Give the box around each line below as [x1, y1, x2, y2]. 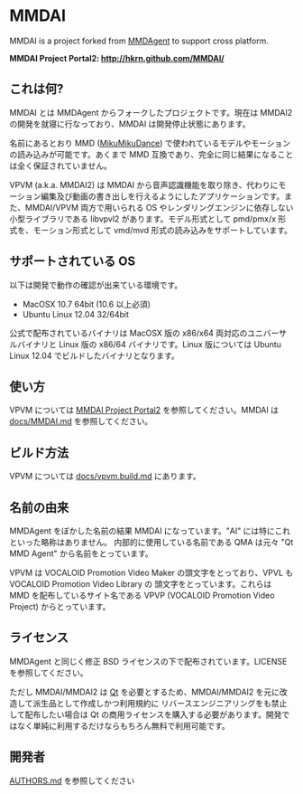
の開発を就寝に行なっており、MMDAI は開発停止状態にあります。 [9, 118, 251, 129]
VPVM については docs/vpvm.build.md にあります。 [9, 471, 201, 482]
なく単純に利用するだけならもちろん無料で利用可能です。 [16, 720, 230, 731]
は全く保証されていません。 [9, 160, 113, 171]
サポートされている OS [9, 254, 136, 269]
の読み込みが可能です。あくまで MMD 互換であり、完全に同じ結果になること [9, 148, 294, 159]
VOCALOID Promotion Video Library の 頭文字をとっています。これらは [9, 579, 272, 589]
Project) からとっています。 [9, 601, 111, 611]
